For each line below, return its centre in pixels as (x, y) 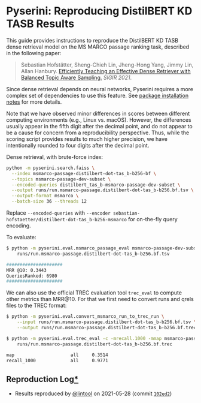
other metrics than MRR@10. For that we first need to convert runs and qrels (100, 299)
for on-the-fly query (153, 219)
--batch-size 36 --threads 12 (49, 201)
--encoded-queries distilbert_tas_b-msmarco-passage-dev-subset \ (96, 185)
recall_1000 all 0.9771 (57, 360)
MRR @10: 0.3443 (26, 270)
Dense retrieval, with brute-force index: (55, 157)
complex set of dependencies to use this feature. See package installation (98, 95)
